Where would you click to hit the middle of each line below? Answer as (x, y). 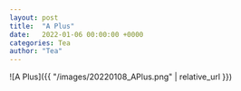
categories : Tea (40, 43)
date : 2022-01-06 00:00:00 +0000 (77, 34)
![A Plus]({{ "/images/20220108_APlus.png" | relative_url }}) (121, 77)
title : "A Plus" (42, 26)
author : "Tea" (36, 51)
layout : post (34, 18)
